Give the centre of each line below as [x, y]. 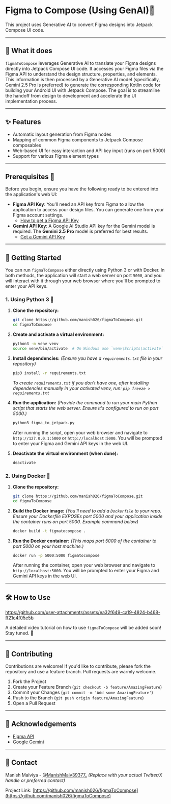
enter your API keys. [26, 286]
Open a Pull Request [34, 703]
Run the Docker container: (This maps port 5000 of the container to [84, 541]
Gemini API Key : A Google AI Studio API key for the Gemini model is [84, 226]
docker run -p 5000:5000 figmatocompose [56, 555]
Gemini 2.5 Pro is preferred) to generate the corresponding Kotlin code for [83, 85]
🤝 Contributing [29, 654]
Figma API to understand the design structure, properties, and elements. [81, 74]
